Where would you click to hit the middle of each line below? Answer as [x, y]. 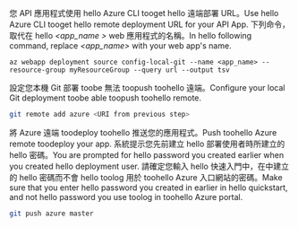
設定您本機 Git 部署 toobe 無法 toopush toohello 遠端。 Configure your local [147, 87]
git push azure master [51, 214]
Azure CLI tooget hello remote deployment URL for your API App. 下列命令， [150, 24]
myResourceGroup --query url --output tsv [149, 70]
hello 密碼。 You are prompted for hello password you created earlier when [147, 154]
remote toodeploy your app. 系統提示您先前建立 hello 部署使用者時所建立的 [147, 144]
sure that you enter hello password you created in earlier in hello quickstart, [149, 188]
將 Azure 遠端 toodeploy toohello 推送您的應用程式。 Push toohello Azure [143, 132]
